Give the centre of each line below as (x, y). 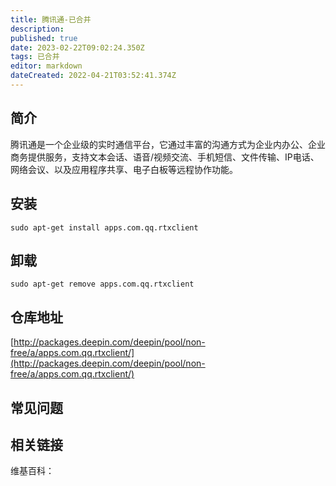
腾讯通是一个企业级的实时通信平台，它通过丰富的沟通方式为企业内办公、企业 (168, 144)
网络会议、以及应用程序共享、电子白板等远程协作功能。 (124, 169)
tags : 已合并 (35, 57)
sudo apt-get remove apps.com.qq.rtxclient (102, 284)
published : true (44, 38)
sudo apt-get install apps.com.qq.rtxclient (104, 227)
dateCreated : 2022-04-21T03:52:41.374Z (93, 76)
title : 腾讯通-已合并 (51, 19)
